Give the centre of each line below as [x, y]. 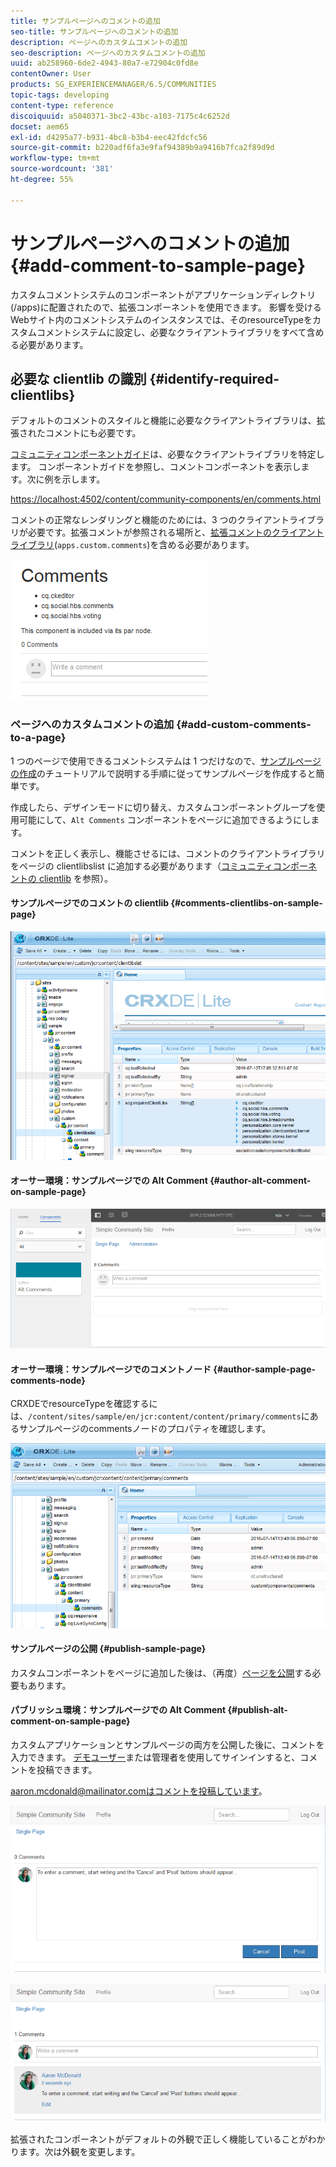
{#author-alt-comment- [260, 1181]
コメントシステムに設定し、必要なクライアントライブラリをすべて [171, 332]
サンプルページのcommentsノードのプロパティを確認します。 [145, 1429]
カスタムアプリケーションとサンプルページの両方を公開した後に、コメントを [167, 1745]
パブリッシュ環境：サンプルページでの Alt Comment [118, 1710]
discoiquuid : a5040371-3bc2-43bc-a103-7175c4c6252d [120, 116]
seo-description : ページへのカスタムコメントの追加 [108, 53]
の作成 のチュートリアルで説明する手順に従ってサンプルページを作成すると [163, 773]
